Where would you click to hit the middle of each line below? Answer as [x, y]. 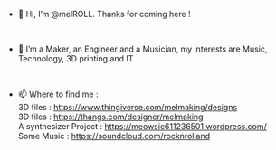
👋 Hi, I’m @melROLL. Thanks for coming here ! [105, 14]
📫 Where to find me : [58, 94]
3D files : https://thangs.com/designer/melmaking [110, 117]
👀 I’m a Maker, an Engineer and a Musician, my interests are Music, [143, 49]
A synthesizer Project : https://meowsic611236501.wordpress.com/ [142, 126]
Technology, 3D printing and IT [76, 58]
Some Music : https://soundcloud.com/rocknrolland [114, 136]
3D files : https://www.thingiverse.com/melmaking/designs [128, 107]
